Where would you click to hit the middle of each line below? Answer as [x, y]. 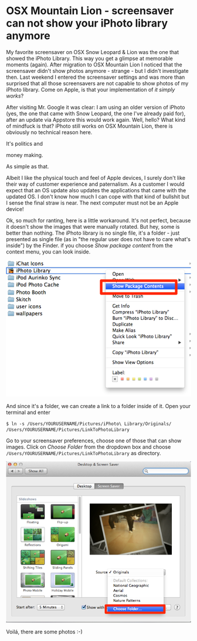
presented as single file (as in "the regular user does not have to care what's [98, 239]
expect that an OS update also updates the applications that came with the [96, 190]
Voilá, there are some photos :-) [45, 632]
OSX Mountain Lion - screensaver [90, 11]
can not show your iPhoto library [87, 23]
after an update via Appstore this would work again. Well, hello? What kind [96, 119]
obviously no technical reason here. [49, 132]
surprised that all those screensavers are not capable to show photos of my [97, 83]
